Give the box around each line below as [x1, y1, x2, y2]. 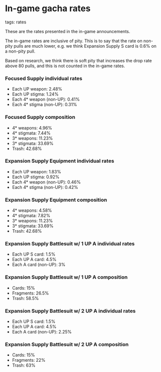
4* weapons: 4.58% [12, 207, 52, 213]
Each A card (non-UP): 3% [12, 261, 65, 268]
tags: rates [5, 19, 27, 25]
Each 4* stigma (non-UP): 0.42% [12, 184, 79, 190]
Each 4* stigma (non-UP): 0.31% [12, 102, 78, 108]
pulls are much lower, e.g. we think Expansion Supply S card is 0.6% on [14, 43, 157, 49]
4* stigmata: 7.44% [12, 130, 51, 136]
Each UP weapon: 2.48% [12, 86, 63, 92]
